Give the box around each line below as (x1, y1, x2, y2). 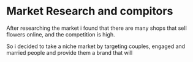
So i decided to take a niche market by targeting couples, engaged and (6, 43, 186, 50)
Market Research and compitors (6, 4, 173, 18)
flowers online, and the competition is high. (6, 30, 115, 38)
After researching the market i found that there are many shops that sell (6, 24, 187, 32)
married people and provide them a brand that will (6, 49, 133, 56)
